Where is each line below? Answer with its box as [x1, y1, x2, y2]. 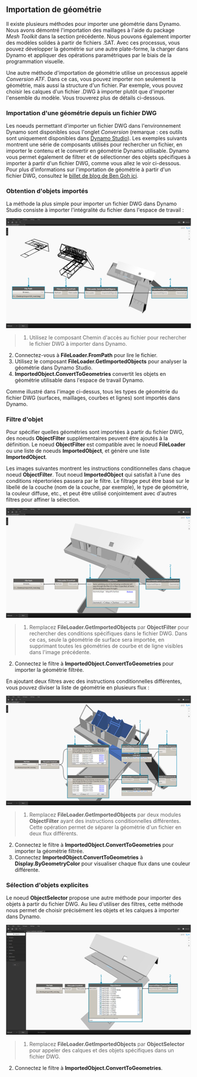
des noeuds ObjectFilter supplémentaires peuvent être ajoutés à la [6, 435, 168, 442]
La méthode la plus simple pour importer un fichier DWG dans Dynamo [6, 200, 177, 208]
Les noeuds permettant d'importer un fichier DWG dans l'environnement [6, 122, 181, 129]
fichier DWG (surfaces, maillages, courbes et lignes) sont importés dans [6, 394, 181, 402]
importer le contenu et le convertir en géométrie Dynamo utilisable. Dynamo [6, 147, 189, 155]
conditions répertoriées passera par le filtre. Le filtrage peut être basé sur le [6, 478, 189, 485]
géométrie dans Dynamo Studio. [14, 364, 93, 371]
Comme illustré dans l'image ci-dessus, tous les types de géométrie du [6, 388, 178, 395]
